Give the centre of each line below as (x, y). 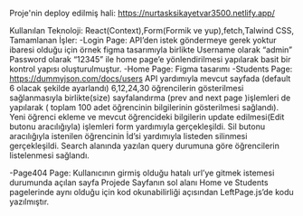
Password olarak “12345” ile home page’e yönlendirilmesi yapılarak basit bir (150, 59)
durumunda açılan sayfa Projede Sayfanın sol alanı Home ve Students (139, 183)
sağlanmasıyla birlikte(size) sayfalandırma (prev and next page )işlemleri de (150, 98)
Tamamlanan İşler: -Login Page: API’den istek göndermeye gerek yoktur (143, 40)
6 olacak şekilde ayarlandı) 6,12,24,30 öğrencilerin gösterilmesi (127, 88)
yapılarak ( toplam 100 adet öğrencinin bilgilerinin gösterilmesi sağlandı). (144, 107)
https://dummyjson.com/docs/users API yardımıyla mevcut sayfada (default (150, 79)
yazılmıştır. (29, 202)
